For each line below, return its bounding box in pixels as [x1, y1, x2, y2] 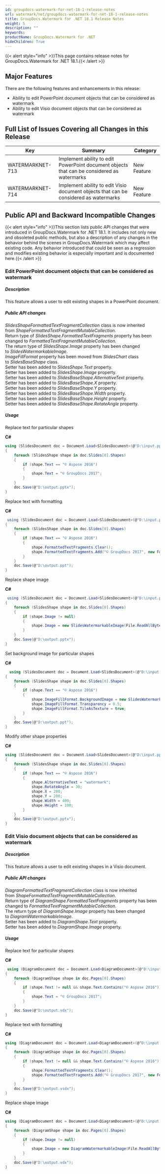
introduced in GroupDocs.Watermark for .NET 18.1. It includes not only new [5, 230, 156, 235]
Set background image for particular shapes [5, 650, 94, 656]
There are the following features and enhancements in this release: [5, 85, 141, 91]
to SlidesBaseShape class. [5, 359, 59, 365]
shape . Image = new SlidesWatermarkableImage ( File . [31, 623, 137, 628]
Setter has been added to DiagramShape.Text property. [5, 919, 118, 924]
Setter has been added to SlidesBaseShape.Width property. [5, 390, 126, 397]
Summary [82, 147, 106, 154]
